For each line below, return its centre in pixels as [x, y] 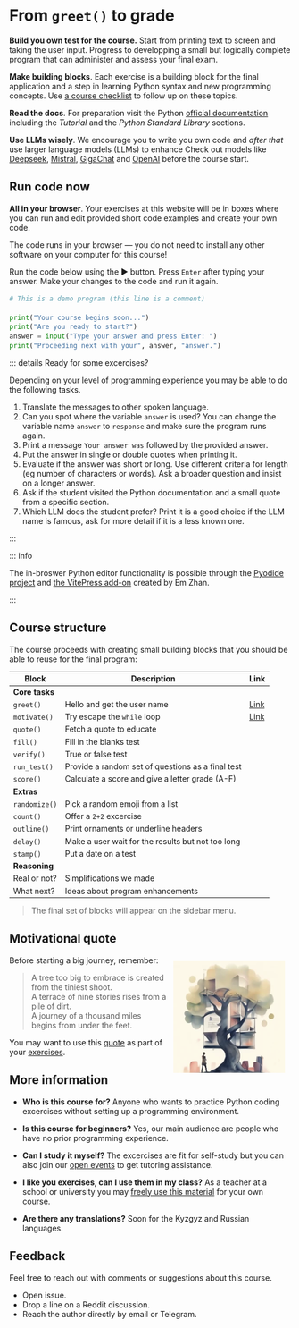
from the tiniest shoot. [72, 987]
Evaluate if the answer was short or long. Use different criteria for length [155, 464]
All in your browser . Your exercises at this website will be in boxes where [144, 208]
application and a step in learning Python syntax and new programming [141, 86]
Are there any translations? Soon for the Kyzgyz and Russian [136, 1218]
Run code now [50, 187]
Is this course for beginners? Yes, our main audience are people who [150, 1129]
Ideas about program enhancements [132, 891]
